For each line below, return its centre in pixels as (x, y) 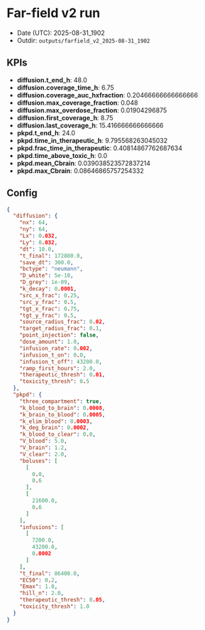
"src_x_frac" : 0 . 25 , (50, 295)
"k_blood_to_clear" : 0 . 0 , (58, 435)
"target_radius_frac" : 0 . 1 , (61, 329)
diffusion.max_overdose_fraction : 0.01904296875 (92, 110)
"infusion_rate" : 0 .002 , (56, 348)
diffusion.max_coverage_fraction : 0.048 (77, 103)
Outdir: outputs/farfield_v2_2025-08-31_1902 (83, 40)
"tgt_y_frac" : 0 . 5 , (48, 315)
